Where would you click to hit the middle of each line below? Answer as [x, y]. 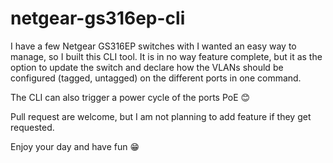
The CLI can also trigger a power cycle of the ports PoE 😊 [130, 97]
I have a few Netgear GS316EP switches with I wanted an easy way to [153, 46]
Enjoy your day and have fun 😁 [75, 146]
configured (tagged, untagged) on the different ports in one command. [156, 78]
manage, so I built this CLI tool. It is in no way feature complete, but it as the [166, 56]
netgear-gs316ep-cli [98, 18]
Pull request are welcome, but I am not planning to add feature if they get [161, 116]
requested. [32, 127]
